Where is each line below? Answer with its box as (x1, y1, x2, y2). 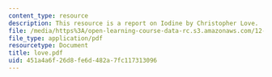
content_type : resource (8, 11, 89, 20)
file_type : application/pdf (8, 34, 104, 43)
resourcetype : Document (8, 42, 89, 50)
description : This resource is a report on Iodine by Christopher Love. (8, 19, 259, 27)
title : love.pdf (8, 49, 63, 57)
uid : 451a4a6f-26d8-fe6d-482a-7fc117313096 (8, 57, 158, 65)
